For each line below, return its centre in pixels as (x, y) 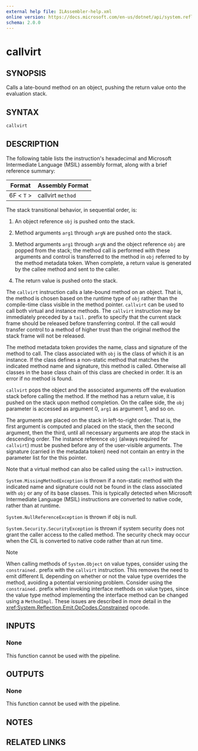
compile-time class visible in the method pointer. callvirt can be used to (95, 305)
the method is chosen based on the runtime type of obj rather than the (92, 298)
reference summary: (31, 171)
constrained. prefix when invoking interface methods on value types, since (98, 588)
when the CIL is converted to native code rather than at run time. (85, 541)
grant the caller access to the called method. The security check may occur (98, 534)
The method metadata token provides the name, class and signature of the (97, 347)
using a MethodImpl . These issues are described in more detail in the (89, 601)
